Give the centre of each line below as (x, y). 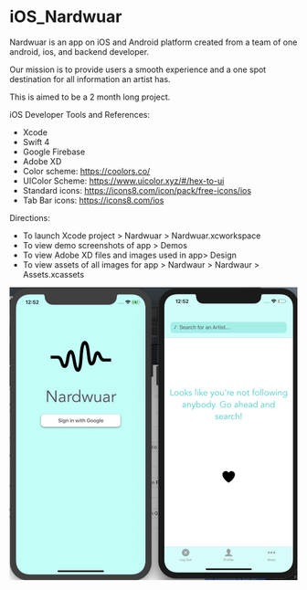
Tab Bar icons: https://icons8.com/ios (93, 200)
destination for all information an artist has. (90, 79)
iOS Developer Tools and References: (80, 114)
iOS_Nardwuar (66, 17)
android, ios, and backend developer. (79, 51)
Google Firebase (54, 152)
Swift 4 (36, 142)
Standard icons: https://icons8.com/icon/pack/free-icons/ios (137, 190)
